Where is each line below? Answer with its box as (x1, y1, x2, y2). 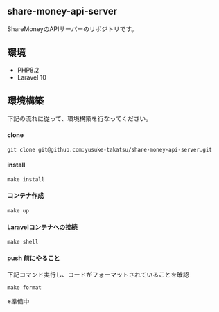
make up (7, 208, 30, 214)
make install (7, 176, 45, 183)
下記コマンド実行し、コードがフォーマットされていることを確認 (7, 270, 189, 279)
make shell (7, 239, 39, 246)
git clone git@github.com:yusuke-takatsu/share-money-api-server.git (7, 146, 213, 153)
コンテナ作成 (7, 192, 44, 200)
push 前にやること (7, 254, 60, 262)
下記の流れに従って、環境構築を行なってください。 (7, 114, 152, 123)
